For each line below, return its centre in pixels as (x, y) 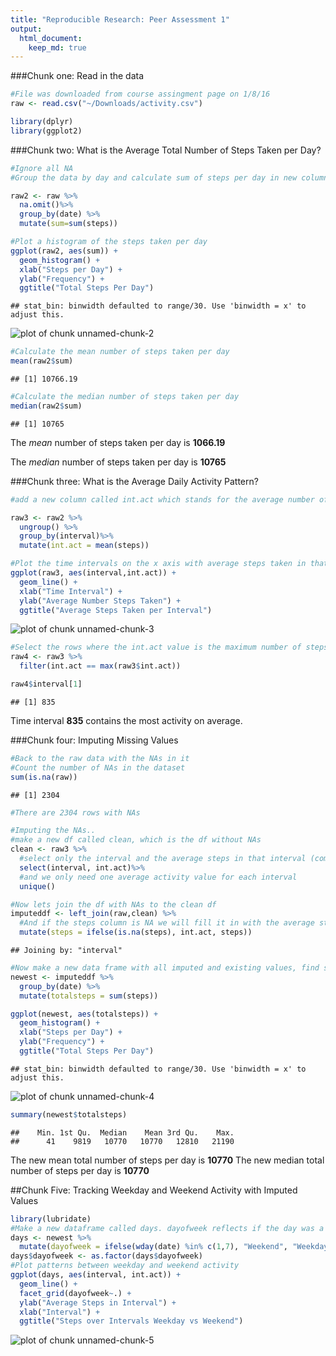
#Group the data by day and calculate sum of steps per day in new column (169, 177)
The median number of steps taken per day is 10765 (118, 462)
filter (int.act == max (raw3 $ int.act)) (100, 666)
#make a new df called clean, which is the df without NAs (136, 840)
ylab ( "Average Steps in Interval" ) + (98, 1302)
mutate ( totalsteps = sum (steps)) (89, 996)
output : (26, 29)
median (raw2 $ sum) (46, 406)
